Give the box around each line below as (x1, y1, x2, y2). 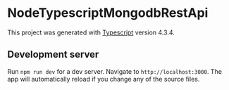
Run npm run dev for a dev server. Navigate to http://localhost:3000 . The (7, 67, 222, 75)
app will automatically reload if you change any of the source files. (7, 75, 200, 83)
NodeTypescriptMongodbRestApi (7, 5, 209, 21)
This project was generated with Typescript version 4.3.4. (7, 28, 175, 37)
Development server (7, 49, 99, 60)
